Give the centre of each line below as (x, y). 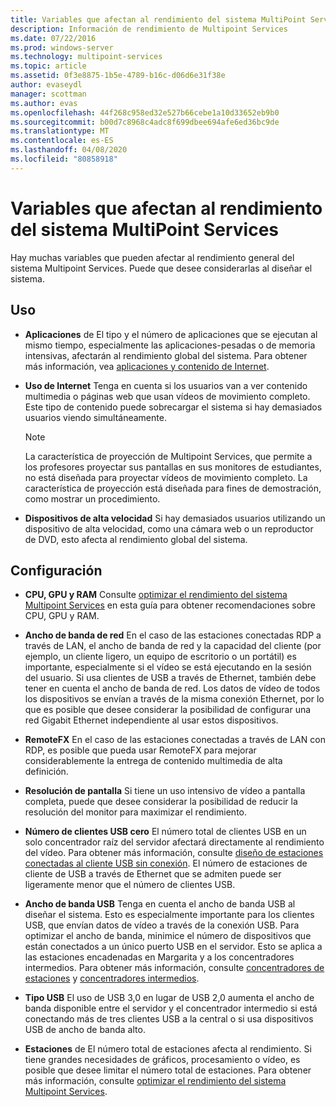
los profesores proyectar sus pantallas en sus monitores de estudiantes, (173, 467)
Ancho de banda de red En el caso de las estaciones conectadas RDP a (173, 635)
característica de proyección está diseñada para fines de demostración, (173, 488)
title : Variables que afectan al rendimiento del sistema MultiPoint (158, 19)
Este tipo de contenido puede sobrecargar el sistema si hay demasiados (173, 407)
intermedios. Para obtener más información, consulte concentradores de (174, 968)
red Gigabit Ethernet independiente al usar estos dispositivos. (151, 720)
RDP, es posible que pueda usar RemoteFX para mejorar (140, 750)
